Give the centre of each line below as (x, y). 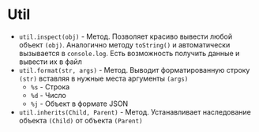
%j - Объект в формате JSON (79, 104)
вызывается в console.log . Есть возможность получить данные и (129, 53)
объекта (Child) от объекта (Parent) (81, 120)
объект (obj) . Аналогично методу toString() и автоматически (124, 44)
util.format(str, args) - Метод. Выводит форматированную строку (134, 70)
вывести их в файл (50, 62)
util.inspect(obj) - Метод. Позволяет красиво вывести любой (126, 36)
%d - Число (48, 95)
